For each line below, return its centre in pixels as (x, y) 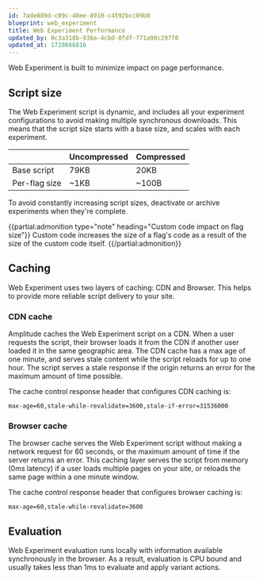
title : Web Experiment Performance (67, 30)
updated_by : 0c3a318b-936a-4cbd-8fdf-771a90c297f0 (93, 38)
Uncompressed (99, 157)
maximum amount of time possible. (65, 376)
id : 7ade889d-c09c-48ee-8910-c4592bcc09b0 (79, 15)
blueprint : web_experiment (53, 23)
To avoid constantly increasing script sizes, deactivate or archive (114, 203)
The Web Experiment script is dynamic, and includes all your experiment (126, 111)
